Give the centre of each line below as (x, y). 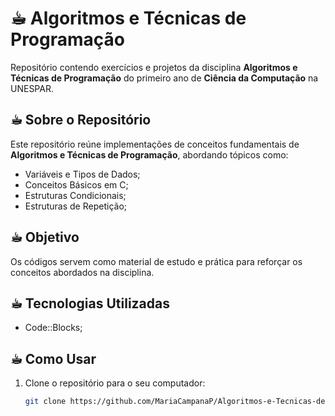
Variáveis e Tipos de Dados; (82, 174)
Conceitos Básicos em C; (76, 184)
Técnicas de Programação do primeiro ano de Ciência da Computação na (164, 78)
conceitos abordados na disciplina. (82, 272)
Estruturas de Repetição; (76, 206)
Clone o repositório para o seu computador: (115, 383)
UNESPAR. (32, 88)
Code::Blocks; (53, 328)
